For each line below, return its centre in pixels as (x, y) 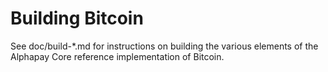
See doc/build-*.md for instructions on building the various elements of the (164, 46)
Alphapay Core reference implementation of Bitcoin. (117, 56)
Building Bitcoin (77, 18)
